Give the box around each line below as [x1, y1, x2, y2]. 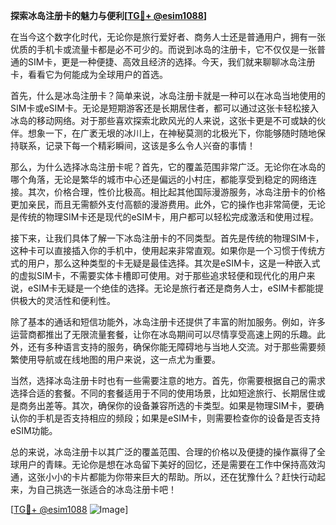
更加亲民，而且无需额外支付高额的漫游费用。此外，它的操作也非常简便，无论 [10, 199, 326, 210]
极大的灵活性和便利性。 [18, 295, 116, 306]
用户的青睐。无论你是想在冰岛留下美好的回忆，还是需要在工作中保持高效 [18, 459, 317, 470]
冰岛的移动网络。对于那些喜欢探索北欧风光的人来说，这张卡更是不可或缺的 [10, 115, 317, 126]
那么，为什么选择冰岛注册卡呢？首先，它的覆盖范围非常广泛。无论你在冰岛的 [10, 161, 326, 173]
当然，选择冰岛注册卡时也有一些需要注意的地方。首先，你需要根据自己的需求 [10, 375, 326, 386]
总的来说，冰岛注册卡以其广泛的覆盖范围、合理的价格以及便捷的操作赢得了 [10, 446, 317, 458]
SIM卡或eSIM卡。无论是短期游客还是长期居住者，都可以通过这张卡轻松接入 [10, 102, 319, 114]
